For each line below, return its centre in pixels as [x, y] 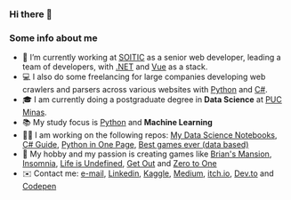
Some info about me [53, 37]
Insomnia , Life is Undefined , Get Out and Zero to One [119, 164]
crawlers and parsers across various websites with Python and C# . [145, 90]
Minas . [34, 112]
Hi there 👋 [31, 14]
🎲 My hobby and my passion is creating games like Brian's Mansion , [147, 154]
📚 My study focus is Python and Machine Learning [117, 123]
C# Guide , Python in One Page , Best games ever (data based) [135, 145]
